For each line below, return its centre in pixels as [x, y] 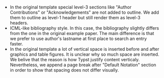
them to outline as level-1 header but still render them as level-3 [75, 18]
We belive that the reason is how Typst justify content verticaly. [75, 59]
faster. [16, 44]
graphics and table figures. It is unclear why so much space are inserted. [84, 54]
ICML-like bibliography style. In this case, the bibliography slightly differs [84, 28]
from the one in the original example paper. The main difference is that [82, 33]
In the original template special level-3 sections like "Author [71, 7]
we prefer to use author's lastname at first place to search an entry [78, 39]
